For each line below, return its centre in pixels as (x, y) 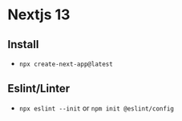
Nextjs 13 (39, 15)
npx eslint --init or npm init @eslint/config (96, 108)
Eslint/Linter (39, 89)
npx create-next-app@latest (66, 64)
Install (23, 44)
